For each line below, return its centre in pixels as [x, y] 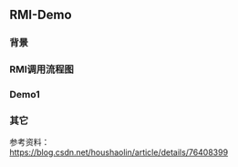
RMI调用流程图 [42, 69]
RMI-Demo [41, 15]
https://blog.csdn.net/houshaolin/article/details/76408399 [119, 152]
